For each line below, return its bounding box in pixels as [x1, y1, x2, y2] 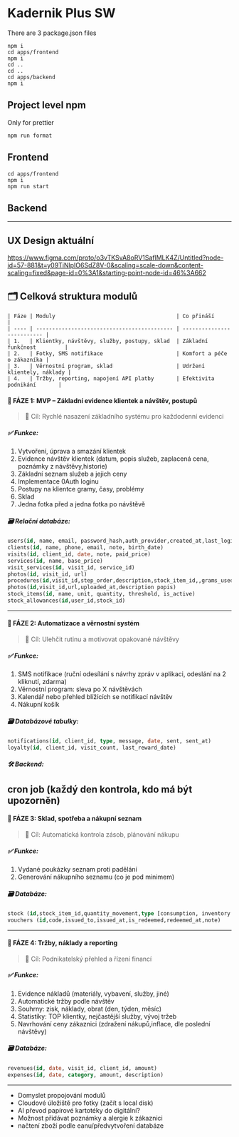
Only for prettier [7, 118, 55, 126]
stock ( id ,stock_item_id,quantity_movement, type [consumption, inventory [7, 909, 231, 917]
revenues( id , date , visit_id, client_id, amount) [7, 1064, 158, 1071]
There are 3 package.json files [7, 29, 97, 37]
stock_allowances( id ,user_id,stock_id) [7, 597, 126, 604]
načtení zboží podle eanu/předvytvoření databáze [17, 1121, 164, 1130]
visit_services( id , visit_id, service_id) [7, 564, 135, 571]
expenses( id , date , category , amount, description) [7, 1071, 164, 1079]
